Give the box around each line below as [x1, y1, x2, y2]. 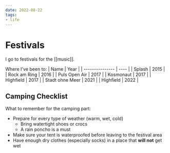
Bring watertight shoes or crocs [20, 121, 88, 127]
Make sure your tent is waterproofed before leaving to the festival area [12, 132, 162, 138]
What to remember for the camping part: [5, 106, 91, 112]
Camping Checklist [5, 92, 68, 101]
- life [5, 17, 20, 22]
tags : [5, 12, 17, 17]
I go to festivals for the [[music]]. [5, 56, 75, 62]
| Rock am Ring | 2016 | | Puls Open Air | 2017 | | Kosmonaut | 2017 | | [5, 71, 152, 78]
